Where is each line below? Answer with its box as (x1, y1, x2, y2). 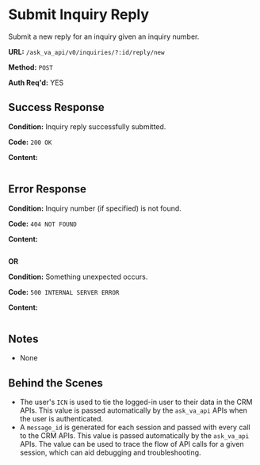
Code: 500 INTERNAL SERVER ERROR (8, 287, 120, 296)
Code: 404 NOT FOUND (8, 219, 77, 228)
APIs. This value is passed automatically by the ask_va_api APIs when (19, 406, 247, 415)
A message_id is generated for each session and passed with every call (19, 422, 251, 433)
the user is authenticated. (19, 414, 104, 424)
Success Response (8, 101, 105, 114)
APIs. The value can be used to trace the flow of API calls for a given (19, 440, 244, 449)
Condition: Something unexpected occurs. (8, 272, 148, 281)
